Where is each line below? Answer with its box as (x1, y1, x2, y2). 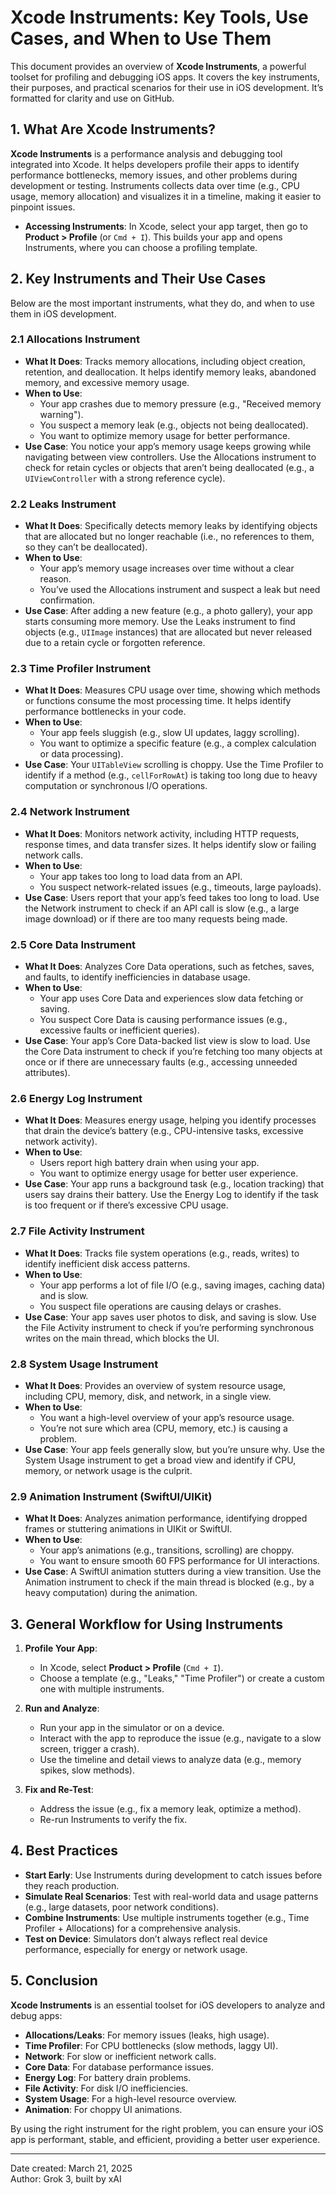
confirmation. (39, 594, 96, 606)
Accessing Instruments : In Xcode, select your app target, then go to (24, 220, 308, 232)
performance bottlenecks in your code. (24, 706, 187, 718)
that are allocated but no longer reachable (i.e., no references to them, (24, 531, 315, 543)
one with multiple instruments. (39, 1683, 165, 1695)
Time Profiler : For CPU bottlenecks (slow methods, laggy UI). (24, 2039, 279, 2051)
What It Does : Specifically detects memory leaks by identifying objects (24, 520, 318, 532)
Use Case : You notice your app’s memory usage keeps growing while (24, 440, 312, 452)
